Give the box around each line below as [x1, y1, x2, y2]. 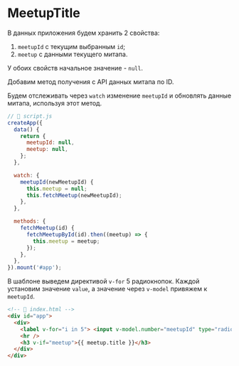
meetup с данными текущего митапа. [17, 50, 128, 58]
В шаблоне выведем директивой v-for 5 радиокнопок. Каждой [7, 277, 200, 286]
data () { [14, 126, 40, 133]
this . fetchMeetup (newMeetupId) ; [26, 192, 122, 199]
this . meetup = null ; [26, 185, 87, 192]
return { [20, 132, 46, 140]
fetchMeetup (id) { [20, 224, 75, 232]
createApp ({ [7, 119, 43, 126]
